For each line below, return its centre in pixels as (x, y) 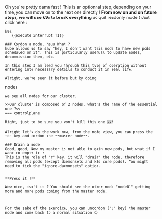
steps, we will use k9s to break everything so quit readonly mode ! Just (78, 17)
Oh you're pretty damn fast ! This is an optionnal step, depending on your (78, 7)
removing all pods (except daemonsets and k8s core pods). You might (77, 162)
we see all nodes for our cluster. (41, 96)
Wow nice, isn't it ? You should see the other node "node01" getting (78, 187)
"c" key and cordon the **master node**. (48, 136)
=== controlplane (23, 113)
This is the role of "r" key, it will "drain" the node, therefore (75, 157)
